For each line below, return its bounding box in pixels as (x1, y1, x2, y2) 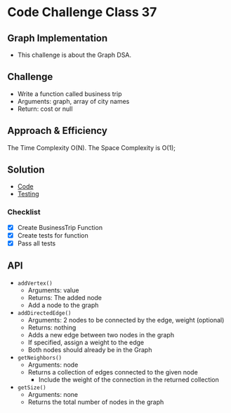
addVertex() (17, 280, 53, 287)
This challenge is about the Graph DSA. (17, 50, 132, 59)
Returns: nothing (27, 323, 77, 332)
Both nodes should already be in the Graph (27, 345, 152, 354)
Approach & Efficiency (7, 125, 107, 137)
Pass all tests (17, 239, 56, 248)
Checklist (7, 208, 41, 217)
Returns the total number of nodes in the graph (27, 398, 164, 406)
